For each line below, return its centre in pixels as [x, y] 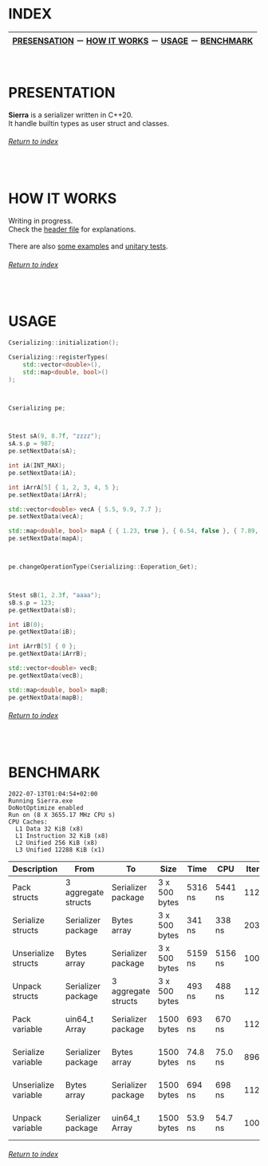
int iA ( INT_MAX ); [37, 466]
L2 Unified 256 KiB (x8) [57, 843]
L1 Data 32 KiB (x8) [49, 829]
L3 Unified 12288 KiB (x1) [60, 850]
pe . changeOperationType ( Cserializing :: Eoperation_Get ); [103, 567]
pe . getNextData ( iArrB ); [48, 654]
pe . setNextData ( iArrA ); [48, 495]
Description [35, 869]
